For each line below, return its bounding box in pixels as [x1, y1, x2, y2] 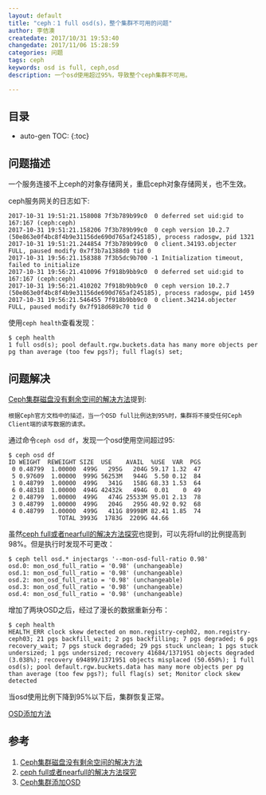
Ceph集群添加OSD [19, 777, 81, 787]
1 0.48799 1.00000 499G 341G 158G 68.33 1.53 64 [11, 479, 201, 487]
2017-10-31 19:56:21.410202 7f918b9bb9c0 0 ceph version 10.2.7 [8, 282, 229, 290]
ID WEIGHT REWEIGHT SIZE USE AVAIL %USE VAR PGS [8, 459, 201, 467]
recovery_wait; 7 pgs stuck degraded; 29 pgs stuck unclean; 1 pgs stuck [8, 642, 259, 650]
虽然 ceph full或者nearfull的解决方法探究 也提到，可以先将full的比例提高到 [8, 529, 247, 539]
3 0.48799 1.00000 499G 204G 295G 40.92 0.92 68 [11, 500, 201, 508]
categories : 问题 [8, 49, 64, 57]
